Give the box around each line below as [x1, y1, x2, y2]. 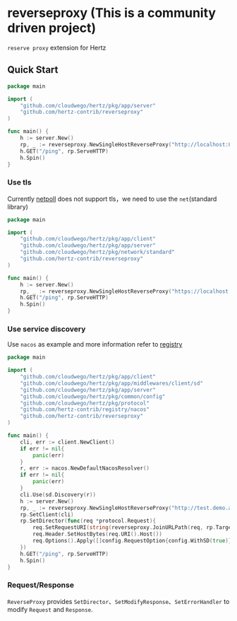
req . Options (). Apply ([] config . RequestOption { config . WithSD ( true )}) [32, 538, 235, 545]
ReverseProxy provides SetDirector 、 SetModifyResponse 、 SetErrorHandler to [7, 597, 230, 605]
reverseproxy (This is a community [7, 5, 217, 21]
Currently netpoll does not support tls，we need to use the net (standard [7, 195, 217, 203]
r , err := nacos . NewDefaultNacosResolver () [20, 465, 150, 472]
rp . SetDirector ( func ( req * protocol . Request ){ [20, 518, 157, 525]
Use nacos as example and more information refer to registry [7, 340, 183, 349]
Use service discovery [7, 324, 86, 334]
